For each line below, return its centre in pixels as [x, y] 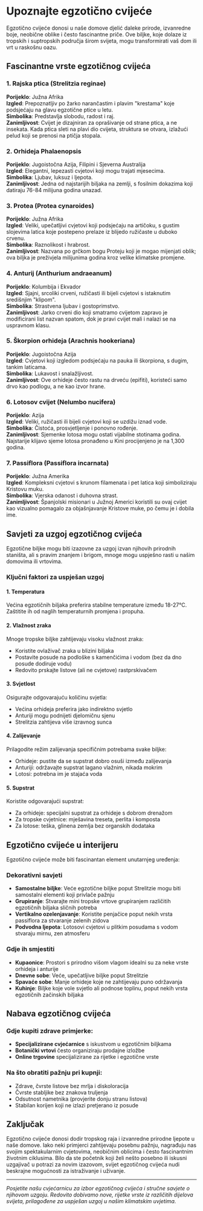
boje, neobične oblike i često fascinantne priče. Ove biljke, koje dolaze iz [97, 34]
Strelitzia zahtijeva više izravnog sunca [63, 722]
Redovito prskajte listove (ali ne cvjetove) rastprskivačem [86, 670]
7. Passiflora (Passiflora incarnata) [58, 463]
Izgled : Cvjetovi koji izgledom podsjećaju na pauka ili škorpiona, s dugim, [97, 360]
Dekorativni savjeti [34, 875]
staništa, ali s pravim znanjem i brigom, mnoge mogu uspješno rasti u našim [101, 555]
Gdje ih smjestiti [31, 949]
